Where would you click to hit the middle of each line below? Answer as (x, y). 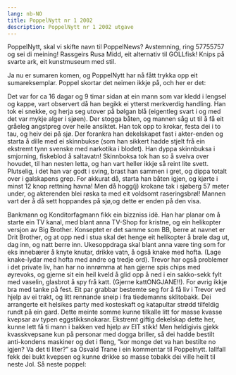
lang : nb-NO (25, 14)
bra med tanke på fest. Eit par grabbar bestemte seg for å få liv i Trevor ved (117, 290)
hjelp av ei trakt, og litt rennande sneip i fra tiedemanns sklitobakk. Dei (109, 297)
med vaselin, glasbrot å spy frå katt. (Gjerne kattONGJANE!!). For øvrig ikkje (117, 282)
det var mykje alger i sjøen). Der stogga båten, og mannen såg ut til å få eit (116, 119)
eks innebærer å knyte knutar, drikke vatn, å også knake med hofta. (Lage (114, 252)
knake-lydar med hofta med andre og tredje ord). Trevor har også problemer (118, 260)
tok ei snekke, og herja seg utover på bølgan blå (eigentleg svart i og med (114, 112)
